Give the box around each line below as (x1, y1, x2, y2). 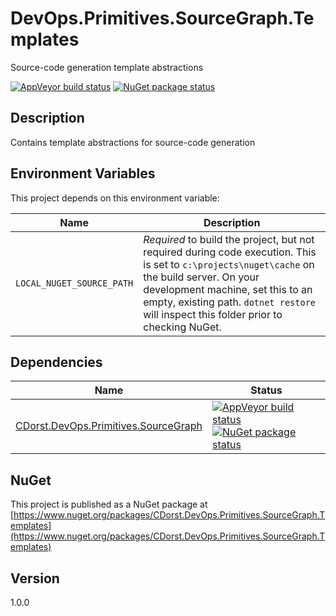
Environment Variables (10, 165, 156, 182)
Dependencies (10, 353, 103, 371)
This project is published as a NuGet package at (10, 498, 208, 511)
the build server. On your (143, 270, 260, 284)
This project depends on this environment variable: (10, 192, 220, 204)
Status (250, 383, 283, 397)
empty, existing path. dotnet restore (143, 295, 317, 309)
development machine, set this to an (143, 282, 313, 296)
